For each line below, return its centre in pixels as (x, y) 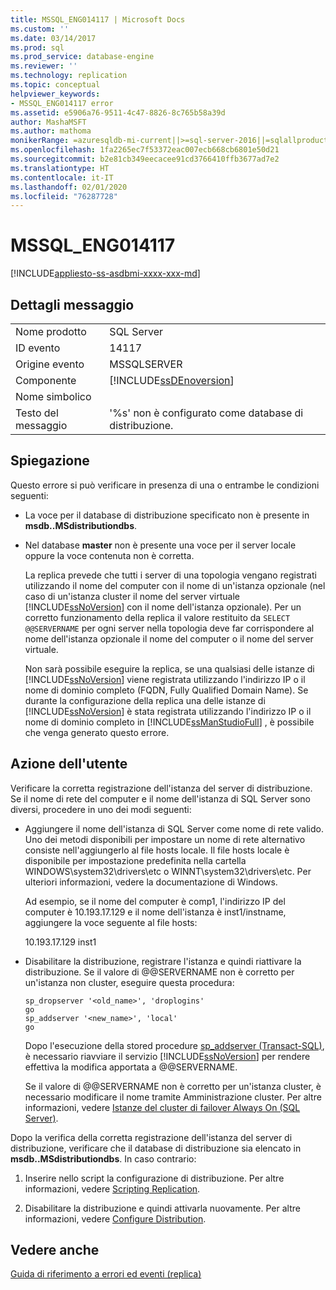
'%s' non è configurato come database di (206, 413)
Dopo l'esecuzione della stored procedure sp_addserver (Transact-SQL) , (174, 1045)
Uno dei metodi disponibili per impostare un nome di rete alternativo (165, 839)
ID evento (38, 348)
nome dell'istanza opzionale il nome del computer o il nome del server (169, 638)
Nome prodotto (51, 331)
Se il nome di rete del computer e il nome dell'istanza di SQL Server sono (160, 798)
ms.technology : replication (69, 76)
